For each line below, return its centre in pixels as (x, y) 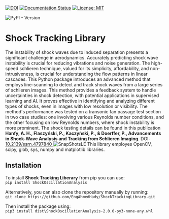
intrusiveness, (20, 74)
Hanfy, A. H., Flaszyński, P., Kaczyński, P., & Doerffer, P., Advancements (83, 133)
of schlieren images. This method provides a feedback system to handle (81, 90)
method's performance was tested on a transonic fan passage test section (83, 111)
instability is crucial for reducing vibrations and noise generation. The (78, 63)
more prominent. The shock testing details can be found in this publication (83, 128)
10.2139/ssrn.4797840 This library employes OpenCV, (79, 144)
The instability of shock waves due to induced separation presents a (77, 52)
